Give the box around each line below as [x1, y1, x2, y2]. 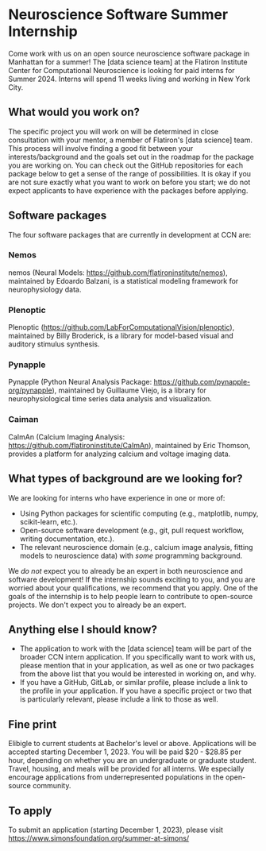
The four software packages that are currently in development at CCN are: [8, 230, 252, 239]
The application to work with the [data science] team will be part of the [19, 644, 252, 653]
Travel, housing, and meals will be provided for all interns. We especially [8, 764, 245, 774]
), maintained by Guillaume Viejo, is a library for [51, 385, 206, 395]
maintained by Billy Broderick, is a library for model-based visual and [8, 331, 234, 341]
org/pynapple [8, 385, 52, 395]
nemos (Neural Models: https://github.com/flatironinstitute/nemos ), [8, 268, 228, 277]
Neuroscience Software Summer [8, 6, 229, 24]
